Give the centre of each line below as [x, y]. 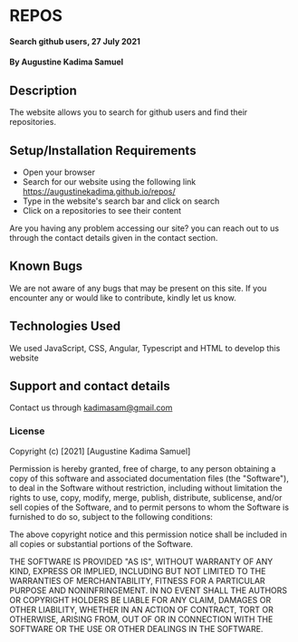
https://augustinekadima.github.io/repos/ [99, 192]
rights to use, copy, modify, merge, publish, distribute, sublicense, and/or [146, 497]
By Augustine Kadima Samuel [67, 62]
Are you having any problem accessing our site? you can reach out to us [144, 228]
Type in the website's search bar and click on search [121, 201]
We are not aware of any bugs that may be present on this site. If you [138, 288]
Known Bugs [46, 267]
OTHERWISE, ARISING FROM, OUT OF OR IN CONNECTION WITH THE [141, 619]
